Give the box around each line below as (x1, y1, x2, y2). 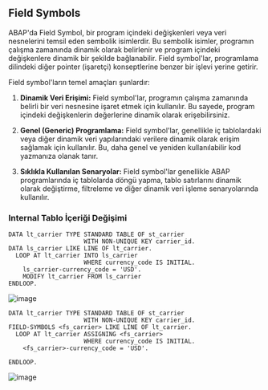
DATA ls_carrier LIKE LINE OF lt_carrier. (8, 245, 152, 253)
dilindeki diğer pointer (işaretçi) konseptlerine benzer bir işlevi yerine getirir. (8, 62, 258, 71)
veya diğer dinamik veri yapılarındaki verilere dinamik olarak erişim (19, 134, 241, 144)
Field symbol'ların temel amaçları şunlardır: (8, 77, 150, 87)
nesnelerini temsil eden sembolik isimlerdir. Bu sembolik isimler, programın (8, 36, 254, 46)
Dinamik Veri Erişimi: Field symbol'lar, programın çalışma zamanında (19, 92, 249, 103)
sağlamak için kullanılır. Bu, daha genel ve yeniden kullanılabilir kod (19, 142, 242, 152)
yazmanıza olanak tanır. (19, 151, 99, 160)
